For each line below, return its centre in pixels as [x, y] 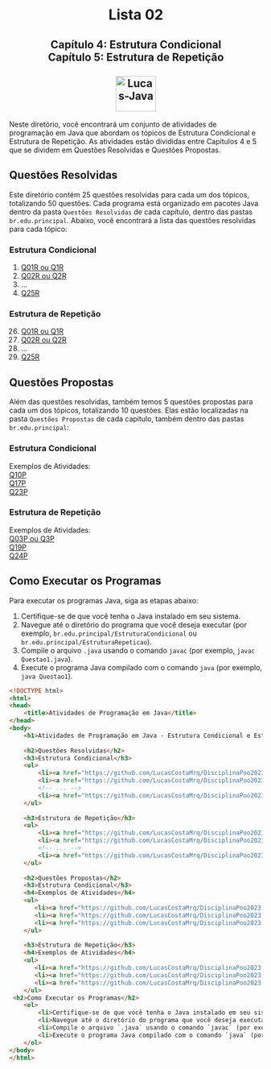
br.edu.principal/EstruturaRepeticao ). [86, 641]
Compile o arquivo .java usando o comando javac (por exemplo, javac [138, 650]
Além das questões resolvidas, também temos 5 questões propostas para [131, 402]
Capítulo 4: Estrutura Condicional [136, 45]
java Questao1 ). [47, 676]
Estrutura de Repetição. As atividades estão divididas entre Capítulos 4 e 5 [133, 141]
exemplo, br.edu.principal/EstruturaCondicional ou [109, 633]
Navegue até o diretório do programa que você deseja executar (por [134, 624]
